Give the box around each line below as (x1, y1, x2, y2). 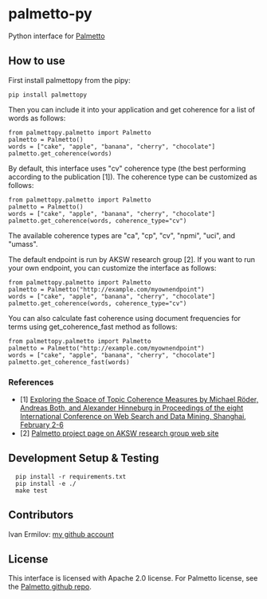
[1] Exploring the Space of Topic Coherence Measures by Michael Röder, (19, 395, 259, 405)
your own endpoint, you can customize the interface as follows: (8, 263, 217, 272)
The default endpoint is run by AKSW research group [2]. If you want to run (8, 254, 256, 264)
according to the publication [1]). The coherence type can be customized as (8, 172, 257, 182)
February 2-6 (19, 420, 64, 430)
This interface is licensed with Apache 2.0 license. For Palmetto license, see (8, 574, 258, 583)
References (8, 376, 54, 387)
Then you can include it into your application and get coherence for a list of (8, 104, 256, 114)
